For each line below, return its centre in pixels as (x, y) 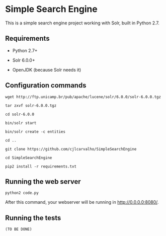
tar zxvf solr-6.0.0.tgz (31, 105)
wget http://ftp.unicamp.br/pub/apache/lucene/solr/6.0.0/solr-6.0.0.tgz (83, 97)
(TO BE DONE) (19, 230)
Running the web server (43, 182)
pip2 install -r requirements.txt (41, 166)
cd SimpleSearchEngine (29, 157)
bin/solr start (21, 123)
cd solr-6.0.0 (20, 114)
